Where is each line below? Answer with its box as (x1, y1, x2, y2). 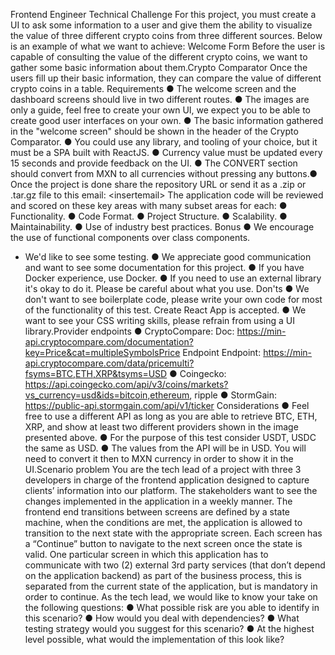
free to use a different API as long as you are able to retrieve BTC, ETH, (24, 410, 318, 422)
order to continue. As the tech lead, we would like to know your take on (24, 591, 318, 603)
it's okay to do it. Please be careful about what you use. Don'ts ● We (24, 283, 310, 294)
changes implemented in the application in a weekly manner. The (24, 495, 293, 507)
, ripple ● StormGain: (189, 389, 277, 401)
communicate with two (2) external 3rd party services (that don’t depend (24, 559, 326, 571)
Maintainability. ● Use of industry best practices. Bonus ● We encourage (10, 221, 315, 233)
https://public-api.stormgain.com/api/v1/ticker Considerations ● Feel (24, 400, 310, 411)
